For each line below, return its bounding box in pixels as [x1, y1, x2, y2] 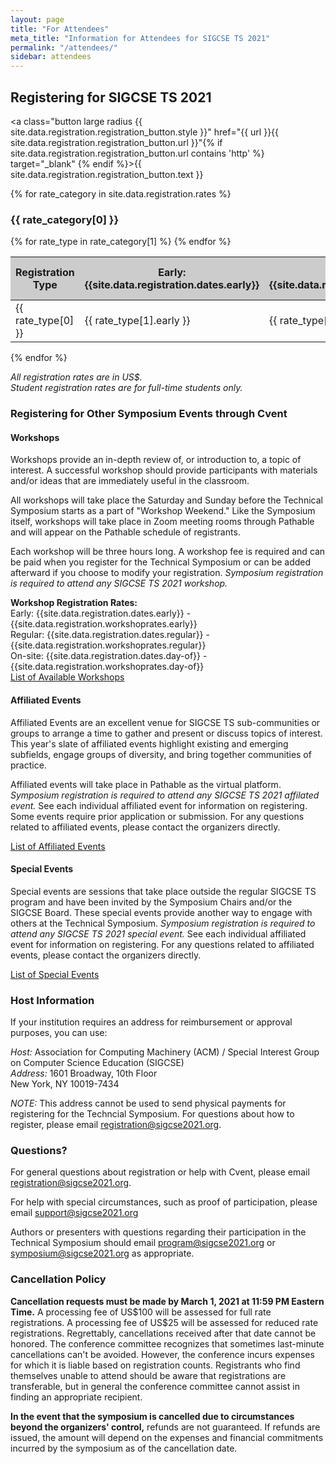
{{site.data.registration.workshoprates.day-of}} [10, 661, 205, 673]
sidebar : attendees [10, 52, 92, 62]
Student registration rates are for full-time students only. [10, 382, 243, 394]
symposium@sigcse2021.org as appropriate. [10, 1247, 195, 1260]
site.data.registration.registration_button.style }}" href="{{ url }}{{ [10, 126, 280, 138]
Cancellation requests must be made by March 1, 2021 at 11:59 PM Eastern [10, 1295, 325, 1307]
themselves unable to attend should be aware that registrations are [10, 1369, 287, 1381]
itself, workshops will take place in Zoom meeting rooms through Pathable [10, 516, 315, 528]
